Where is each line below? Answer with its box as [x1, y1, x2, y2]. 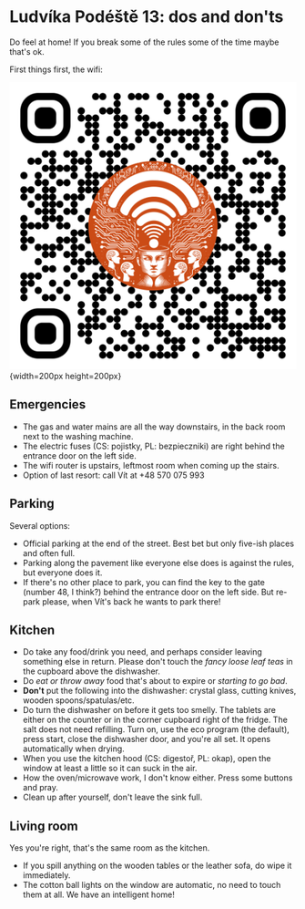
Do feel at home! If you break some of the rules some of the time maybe [9, 36, 280, 47]
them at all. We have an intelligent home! [22, 889, 175, 900]
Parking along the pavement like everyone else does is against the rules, [22, 557, 295, 568]
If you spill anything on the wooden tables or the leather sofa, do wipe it [22, 860, 292, 872]
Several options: [9, 520, 71, 531]
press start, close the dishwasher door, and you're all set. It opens [22, 734, 271, 745]
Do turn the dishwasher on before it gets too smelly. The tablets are [22, 705, 276, 716]
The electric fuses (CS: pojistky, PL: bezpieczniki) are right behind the [22, 440, 285, 451]
